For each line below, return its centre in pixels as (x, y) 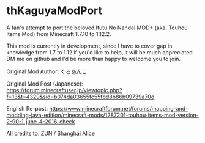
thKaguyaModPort (54, 11)
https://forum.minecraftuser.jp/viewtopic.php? (64, 90)
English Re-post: (27, 108)
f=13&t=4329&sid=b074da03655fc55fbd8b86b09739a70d (80, 97)
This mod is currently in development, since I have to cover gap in (89, 46)
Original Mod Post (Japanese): (45, 84)
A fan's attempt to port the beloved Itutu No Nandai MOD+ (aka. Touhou (97, 28)
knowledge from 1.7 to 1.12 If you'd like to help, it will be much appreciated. (100, 52)
